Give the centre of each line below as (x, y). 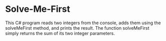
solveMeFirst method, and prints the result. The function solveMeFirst (77, 28)
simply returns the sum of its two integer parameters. (60, 33)
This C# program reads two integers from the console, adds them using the (83, 23)
